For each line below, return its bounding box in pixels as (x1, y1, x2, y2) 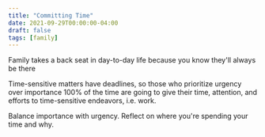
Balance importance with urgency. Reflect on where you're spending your (8, 112, 248, 121)
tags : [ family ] (8, 33, 59, 42)
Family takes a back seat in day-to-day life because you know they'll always (8, 55, 256, 65)
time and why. (8, 120, 54, 129)
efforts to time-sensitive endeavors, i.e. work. (8, 96, 157, 105)
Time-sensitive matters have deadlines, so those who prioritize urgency (8, 79, 242, 89)
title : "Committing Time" (8, 11, 93, 20)
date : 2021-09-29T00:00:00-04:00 (8, 19, 119, 27)
